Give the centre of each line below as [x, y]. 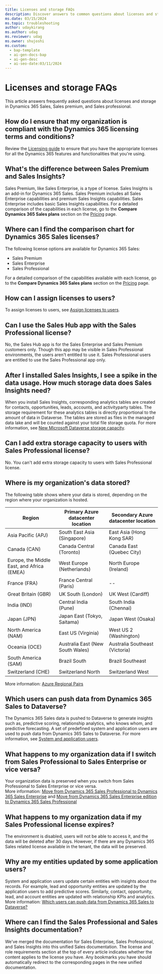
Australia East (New [81, 644]
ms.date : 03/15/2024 [26, 18]
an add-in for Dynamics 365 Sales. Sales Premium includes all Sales [73, 193]
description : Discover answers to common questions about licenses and [79, 14]
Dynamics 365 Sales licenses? [52, 237]
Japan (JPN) [22, 619]
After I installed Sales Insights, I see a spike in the [81, 375]
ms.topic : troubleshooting [32, 23]
